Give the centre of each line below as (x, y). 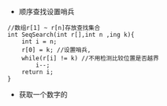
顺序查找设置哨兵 (46, 11)
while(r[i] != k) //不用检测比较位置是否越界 (90, 58)
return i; (38, 72)
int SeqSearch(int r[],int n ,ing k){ (71, 35)
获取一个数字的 (43, 94)
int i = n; (39, 42)
